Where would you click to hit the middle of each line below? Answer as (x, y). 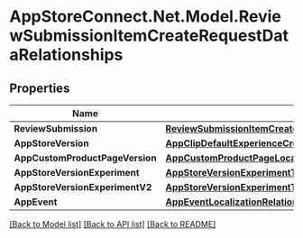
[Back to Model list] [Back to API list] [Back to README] (113, 224)
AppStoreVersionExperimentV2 (83, 187)
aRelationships (66, 55)
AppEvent (36, 202)
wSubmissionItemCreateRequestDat (149, 36)
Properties (40, 88)
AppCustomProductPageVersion (85, 158)
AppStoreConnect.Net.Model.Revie (146, 17)
